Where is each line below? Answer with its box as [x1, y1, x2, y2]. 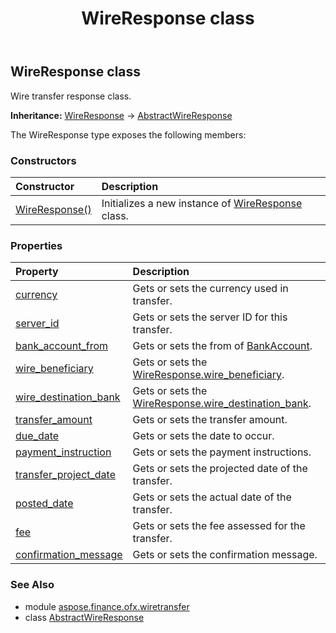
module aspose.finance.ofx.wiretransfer [24, 600, 190, 612]
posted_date [15, 497, 74, 511]
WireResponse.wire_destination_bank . [132, 397, 312, 411]
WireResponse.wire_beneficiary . [132, 368, 285, 382]
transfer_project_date [15, 468, 116, 482]
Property [15, 265, 59, 279]
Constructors [10, 153, 77, 167]
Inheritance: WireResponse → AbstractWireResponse [10, 109, 233, 121]
